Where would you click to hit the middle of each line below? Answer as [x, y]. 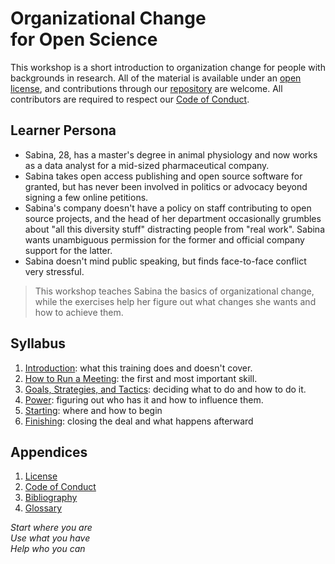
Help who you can [48, 549]
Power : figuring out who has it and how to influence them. [144, 399]
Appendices [49, 452]
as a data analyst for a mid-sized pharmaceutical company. [147, 165]
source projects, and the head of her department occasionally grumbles [173, 218]
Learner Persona [63, 130]
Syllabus [38, 343]
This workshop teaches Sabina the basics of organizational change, [174, 291]
